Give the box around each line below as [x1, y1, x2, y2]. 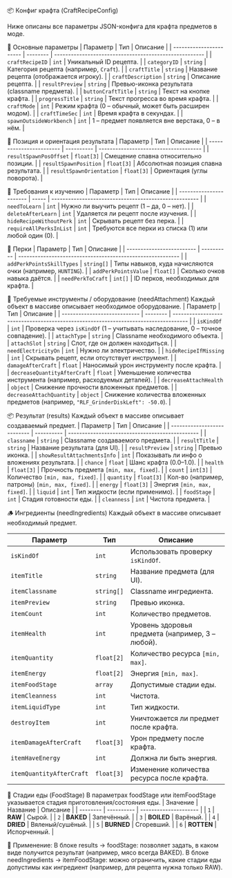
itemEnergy [10, 670, 46, 677]
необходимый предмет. [7, 519, 77, 527]
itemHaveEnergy [10, 754, 61, 762]
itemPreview [10, 599, 50, 606]
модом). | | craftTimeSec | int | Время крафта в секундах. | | [7, 109, 183, 117]
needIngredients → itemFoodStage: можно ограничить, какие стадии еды [7, 856, 222, 863]
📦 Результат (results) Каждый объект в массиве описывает [7, 411, 184, 420]
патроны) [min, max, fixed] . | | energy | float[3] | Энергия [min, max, [7, 480, 212, 488]
